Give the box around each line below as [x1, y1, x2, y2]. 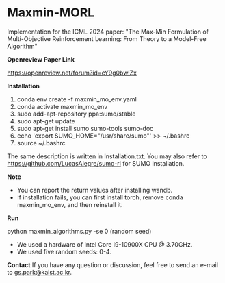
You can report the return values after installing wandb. [16, 186, 173, 194]
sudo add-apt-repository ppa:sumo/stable [16, 110, 136, 118]
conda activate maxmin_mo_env [16, 102, 108, 110]
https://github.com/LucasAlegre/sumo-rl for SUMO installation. [7, 159, 185, 167]
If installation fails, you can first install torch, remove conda [16, 193, 183, 201]
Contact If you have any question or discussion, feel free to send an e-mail [7, 260, 219, 269]
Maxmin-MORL [7, 5, 95, 21]
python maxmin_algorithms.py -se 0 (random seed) [7, 227, 152, 235]
